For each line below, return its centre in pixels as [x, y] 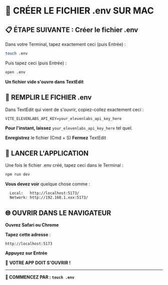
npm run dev [17, 174]
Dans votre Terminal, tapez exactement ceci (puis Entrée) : [65, 44]
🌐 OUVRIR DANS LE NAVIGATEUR [58, 213]
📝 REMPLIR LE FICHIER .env [48, 97]
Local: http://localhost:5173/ [44, 193]
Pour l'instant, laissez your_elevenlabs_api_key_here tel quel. [69, 128]
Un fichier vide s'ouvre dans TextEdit [44, 81]
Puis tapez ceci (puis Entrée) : [36, 63]
